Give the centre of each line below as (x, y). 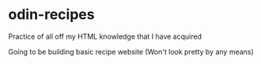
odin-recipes (51, 15)
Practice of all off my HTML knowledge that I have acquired (105, 36)
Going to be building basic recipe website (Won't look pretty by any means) (131, 51)
